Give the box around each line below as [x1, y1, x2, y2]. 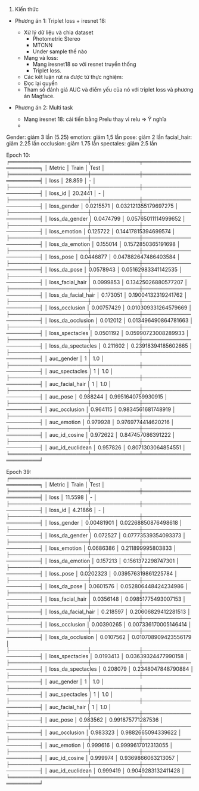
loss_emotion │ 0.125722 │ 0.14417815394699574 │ [49, 228, 176, 235]
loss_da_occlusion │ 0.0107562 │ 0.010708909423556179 [49, 634, 192, 640]
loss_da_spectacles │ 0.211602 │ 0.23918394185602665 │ [49, 342, 193, 349]
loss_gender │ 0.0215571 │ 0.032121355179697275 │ [49, 202, 179, 209]
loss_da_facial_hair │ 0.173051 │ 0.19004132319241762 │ [49, 291, 188, 299]
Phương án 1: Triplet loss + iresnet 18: [14, 17, 107, 24]
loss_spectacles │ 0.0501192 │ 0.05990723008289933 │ [49, 330, 189, 336]
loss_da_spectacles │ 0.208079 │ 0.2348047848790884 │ [49, 665, 194, 673]
